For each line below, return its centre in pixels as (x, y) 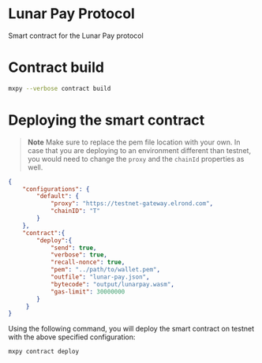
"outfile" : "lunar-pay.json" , (100, 277)
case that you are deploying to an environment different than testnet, (139, 150)
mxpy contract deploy (44, 352)
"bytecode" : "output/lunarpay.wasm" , (112, 284)
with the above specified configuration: (72, 337)
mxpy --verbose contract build (60, 88)
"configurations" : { (56, 189)
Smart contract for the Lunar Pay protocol (76, 36)
